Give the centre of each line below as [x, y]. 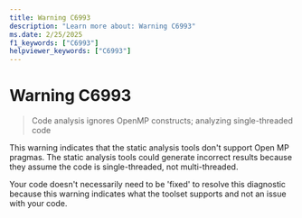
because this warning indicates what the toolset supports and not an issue [148, 194]
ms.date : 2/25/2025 [46, 34]
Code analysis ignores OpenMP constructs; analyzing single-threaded [162, 121]
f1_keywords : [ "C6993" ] [54, 43]
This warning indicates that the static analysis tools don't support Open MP [149, 148]
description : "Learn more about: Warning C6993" [103, 26]
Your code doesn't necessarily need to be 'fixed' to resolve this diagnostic [148, 185]
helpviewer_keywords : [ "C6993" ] [70, 51]
